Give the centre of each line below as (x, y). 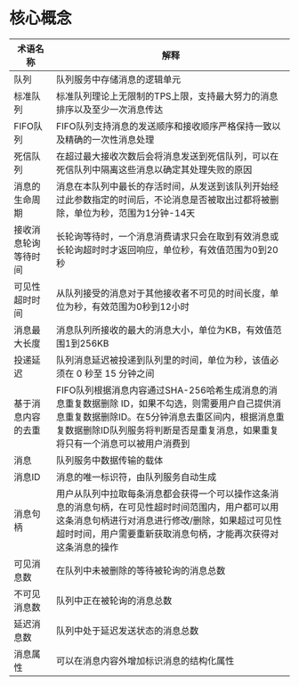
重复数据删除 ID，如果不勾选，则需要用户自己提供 (169, 404)
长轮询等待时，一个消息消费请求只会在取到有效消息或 (168, 236)
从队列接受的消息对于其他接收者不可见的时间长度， (163, 293)
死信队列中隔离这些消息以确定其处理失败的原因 (154, 169)
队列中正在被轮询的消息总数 (114, 600)
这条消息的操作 (88, 547)
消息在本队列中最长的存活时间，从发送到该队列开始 (163, 186)
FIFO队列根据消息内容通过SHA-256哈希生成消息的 (162, 390)
